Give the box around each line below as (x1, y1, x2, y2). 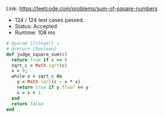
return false (11, 100, 44, 107)
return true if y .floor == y (17, 84, 89, 90)
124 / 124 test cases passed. (14, 17, 85, 23)
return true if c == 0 (11, 57, 67, 63)
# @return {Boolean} (6, 45, 57, 52)
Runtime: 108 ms (14, 29, 56, 36)
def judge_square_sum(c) (6, 51, 67, 57)
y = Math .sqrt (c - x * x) (17, 79, 81, 85)
